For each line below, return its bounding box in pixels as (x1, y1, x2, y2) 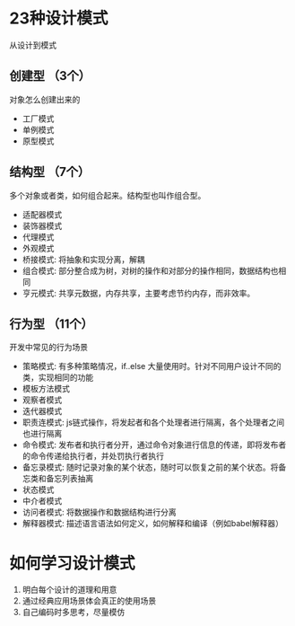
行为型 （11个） (9, 316, 94, 331)
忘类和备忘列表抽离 (22, 473, 94, 484)
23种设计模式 (9, 8, 108, 29)
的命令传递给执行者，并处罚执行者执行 (22, 451, 164, 462)
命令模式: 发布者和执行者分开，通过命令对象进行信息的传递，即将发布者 (22, 439, 287, 450)
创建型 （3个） (9, 68, 91, 84)
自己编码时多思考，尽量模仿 (22, 607, 126, 618)
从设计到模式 (9, 40, 56, 50)
